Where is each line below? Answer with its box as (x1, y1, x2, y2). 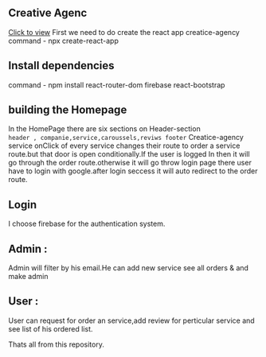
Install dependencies (8, 59, 115, 72)
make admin (8, 272, 49, 281)
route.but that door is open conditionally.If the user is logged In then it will (8, 149, 250, 159)
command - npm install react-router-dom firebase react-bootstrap (8, 80, 225, 90)
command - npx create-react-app (8, 36, 119, 45)
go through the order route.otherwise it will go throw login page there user (8, 158, 252, 168)
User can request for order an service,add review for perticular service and (8, 316, 255, 325)
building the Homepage (8, 103, 127, 117)
